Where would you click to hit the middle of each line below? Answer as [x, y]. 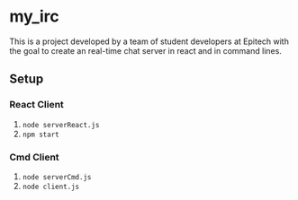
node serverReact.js [61, 125]
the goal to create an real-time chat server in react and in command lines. [145, 50]
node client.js [51, 187]
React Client [37, 105]
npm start [41, 135]
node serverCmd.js [57, 177]
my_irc [35, 17]
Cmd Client [35, 157]
